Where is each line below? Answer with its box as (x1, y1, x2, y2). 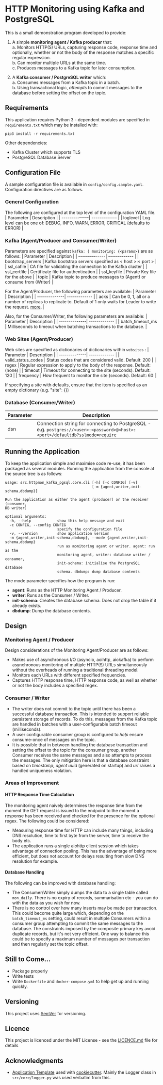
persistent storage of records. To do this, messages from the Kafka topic (12, 716, 158, 722)
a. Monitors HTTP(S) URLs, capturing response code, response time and (12, 44, 157, 50)
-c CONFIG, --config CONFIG (9, 523, 66, 527)
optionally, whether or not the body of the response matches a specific (12, 49, 154, 55)
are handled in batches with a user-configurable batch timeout (12, 721, 137, 727)
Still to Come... (5, 955, 51, 964)
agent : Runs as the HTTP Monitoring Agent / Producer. (12, 587, 122, 593)
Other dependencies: (5, 140, 48, 146)
